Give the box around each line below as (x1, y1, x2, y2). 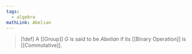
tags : (6, 8, 19, 15)
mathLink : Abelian (6, 19, 51, 25)
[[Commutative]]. (20, 42, 62, 49)
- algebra (11, 14, 35, 20)
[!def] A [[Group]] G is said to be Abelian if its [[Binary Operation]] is (20, 36, 187, 43)
